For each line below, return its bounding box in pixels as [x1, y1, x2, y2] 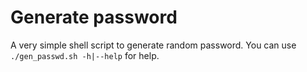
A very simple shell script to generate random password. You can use [10, 39, 297, 51]
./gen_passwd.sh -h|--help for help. [10, 49, 160, 61]
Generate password [10, 6, 178, 29]
